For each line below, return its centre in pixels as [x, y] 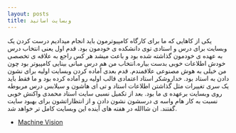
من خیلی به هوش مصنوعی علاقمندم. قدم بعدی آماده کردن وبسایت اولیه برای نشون [117, 71]
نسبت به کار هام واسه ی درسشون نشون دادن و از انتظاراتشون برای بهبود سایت [113, 100]
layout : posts [28, 14]
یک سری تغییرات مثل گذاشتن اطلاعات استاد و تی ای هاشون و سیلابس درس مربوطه [118, 86]
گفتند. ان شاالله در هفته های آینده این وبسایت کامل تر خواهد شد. [92, 108]
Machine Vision [40, 122]
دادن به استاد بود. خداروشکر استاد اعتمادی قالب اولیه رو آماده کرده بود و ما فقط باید [118, 78]
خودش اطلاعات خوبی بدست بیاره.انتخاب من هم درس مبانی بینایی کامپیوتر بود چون [117, 63]
